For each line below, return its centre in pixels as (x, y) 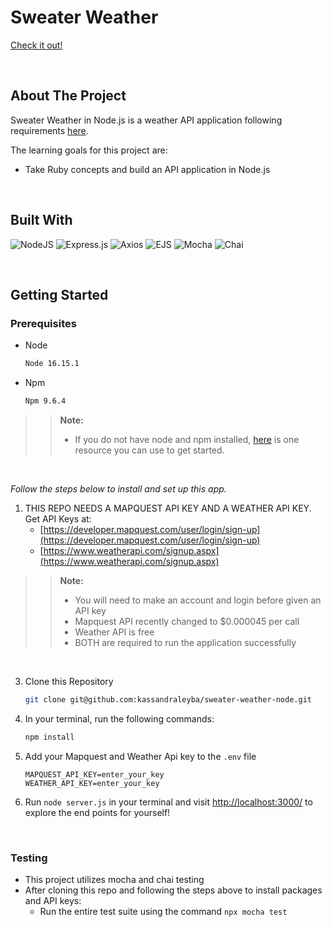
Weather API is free (114, 632)
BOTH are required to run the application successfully (185, 642)
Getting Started (59, 294)
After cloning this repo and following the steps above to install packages (173, 890)
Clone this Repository (69, 681)
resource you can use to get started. (149, 450)
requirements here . (49, 130)
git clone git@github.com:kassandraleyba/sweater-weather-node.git (168, 700)
